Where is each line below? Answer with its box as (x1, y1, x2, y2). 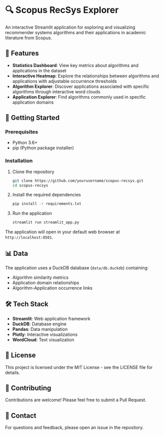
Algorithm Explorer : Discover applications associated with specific (12, 83, 150, 89)
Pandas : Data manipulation (12, 326, 68, 332)
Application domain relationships (12, 280, 79, 286)
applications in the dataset (12, 67, 67, 73)
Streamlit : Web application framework (12, 315, 91, 321)
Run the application (12, 210, 52, 216)
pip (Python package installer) (12, 145, 74, 151)
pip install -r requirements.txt (12, 201, 82, 206)
